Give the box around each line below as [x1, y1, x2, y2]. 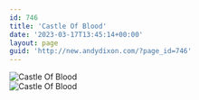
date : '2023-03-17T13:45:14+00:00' [9, 30, 144, 39]
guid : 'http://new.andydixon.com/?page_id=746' [9, 47, 193, 56]
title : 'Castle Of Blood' [9, 22, 107, 31]
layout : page [9, 38, 59, 48]
